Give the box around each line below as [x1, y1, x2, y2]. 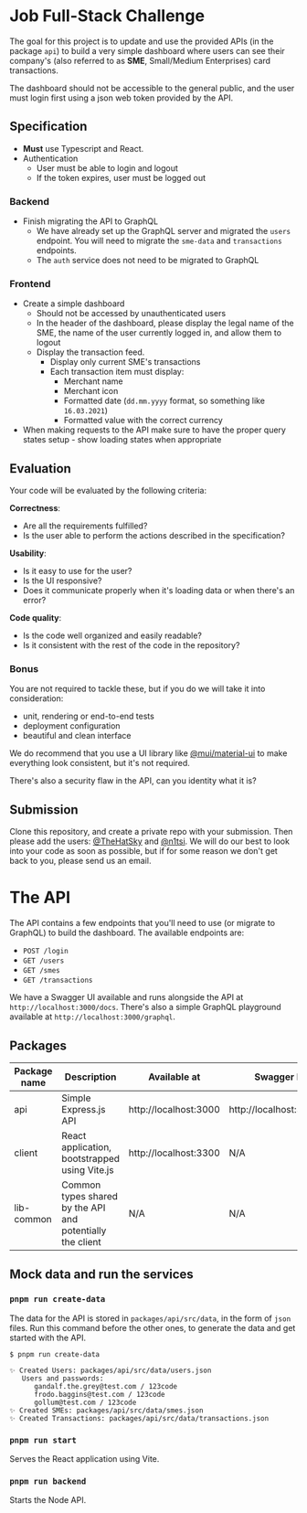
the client [61, 1236, 102, 1249]
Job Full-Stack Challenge [9, 5, 206, 27]
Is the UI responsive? [22, 575, 102, 586]
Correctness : [9, 503, 61, 514]
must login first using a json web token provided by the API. [9, 92, 234, 103]
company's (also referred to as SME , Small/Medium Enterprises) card [9, 55, 271, 66]
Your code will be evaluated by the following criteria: [9, 485, 207, 496]
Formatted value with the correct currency [63, 415, 224, 426]
